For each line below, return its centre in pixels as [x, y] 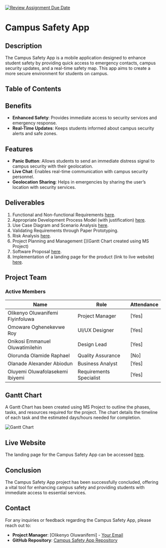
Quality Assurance [99, 355]
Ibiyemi [16, 377]
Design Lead [92, 344]
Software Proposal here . [37, 251]
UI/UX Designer [96, 330]
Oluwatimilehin [25, 347]
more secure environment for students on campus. [57, 73]
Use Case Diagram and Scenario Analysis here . [60, 225]
